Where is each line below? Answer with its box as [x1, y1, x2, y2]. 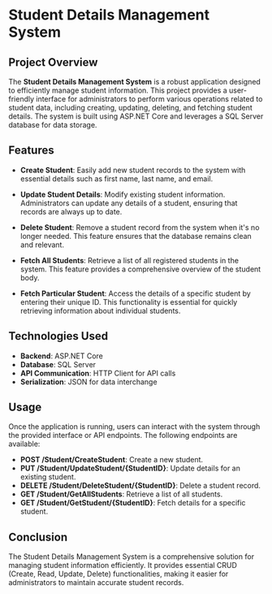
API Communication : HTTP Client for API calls [19, 368, 176, 378]
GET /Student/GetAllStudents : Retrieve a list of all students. [19, 489, 223, 499]
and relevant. [19, 240, 65, 249]
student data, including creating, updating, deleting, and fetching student [8, 103, 253, 112]
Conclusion [8, 530, 68, 544]
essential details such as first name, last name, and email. [19, 173, 214, 184]
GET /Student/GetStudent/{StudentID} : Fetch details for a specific [19, 498, 246, 508]
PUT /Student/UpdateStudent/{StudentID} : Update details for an [19, 463, 241, 473]
